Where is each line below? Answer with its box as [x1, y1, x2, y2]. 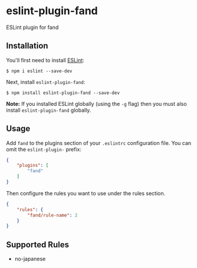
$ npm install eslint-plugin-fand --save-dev [6, 90, 120, 96]
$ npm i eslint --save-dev [6, 68, 73, 74]
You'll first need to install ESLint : [6, 56, 84, 63]
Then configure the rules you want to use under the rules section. [6, 189, 166, 196]
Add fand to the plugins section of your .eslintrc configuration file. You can [6, 139, 192, 146]
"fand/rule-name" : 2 [27, 212, 78, 218]
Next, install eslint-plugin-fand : [6, 78, 86, 85]
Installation [6, 41, 48, 51]
